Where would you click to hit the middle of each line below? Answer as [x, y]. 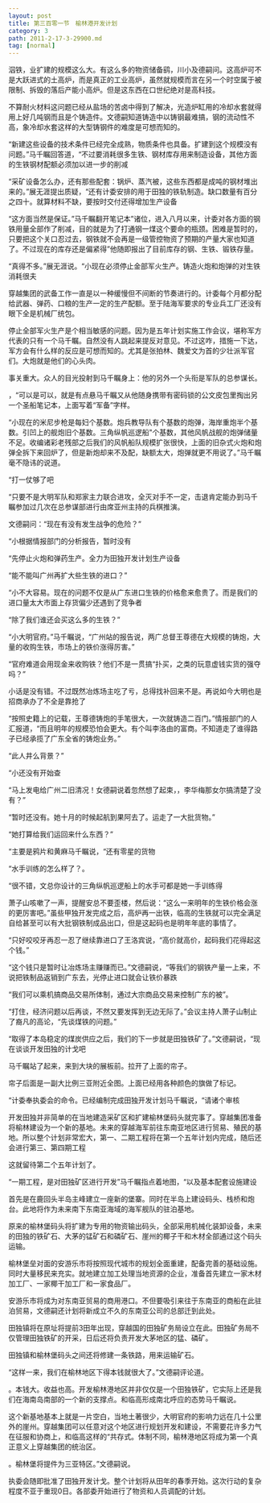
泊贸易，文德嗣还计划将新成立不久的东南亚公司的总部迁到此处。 [114, 1311]
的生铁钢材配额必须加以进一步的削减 [68, 164]
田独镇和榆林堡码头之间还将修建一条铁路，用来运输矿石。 [103, 1356]
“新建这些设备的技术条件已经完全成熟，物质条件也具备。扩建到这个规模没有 [133, 144]
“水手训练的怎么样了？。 [49, 869]
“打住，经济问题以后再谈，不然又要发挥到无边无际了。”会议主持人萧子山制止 [133, 1011]
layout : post [30, 16]
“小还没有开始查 [35, 773]
